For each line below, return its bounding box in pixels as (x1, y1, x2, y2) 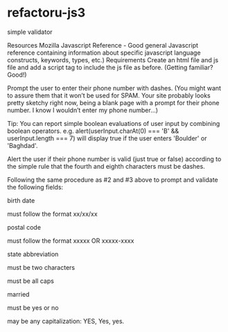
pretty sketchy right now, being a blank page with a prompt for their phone (7, 98, 220, 107)
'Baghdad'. (7, 141, 38, 149)
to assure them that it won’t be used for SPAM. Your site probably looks (7, 91, 211, 100)
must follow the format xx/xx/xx (7, 210, 98, 218)
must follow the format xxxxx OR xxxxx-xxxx (7, 237, 134, 245)
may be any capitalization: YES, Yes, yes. (7, 317, 125, 325)
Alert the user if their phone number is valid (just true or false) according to (7, 154, 222, 163)
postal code (7, 223, 42, 231)
